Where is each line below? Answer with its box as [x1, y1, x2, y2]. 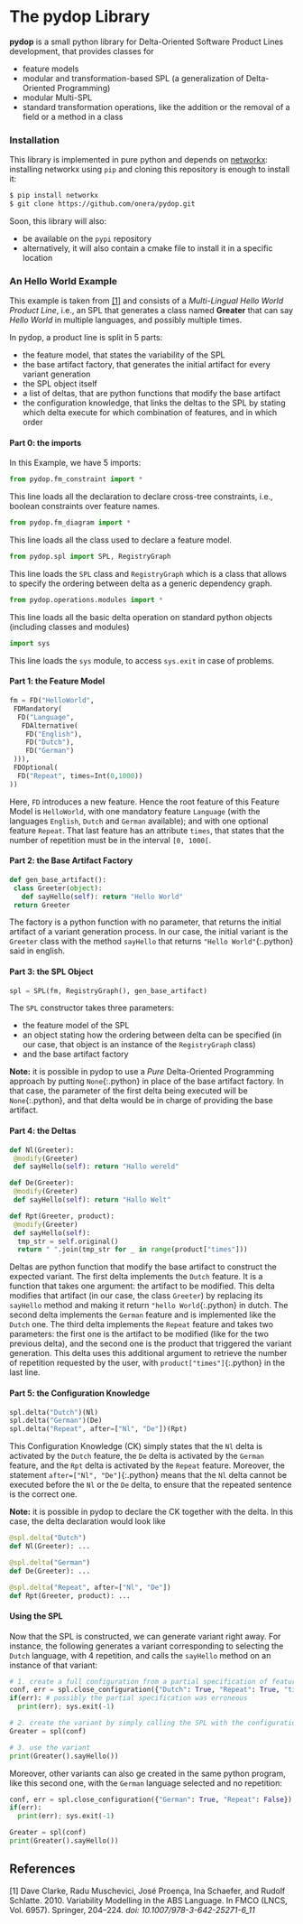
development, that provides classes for [9, 45, 155, 56]
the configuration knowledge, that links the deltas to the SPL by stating [22, 397, 286, 408]
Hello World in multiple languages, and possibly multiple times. [9, 314, 243, 326]
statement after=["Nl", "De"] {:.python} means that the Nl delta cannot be [9, 1470, 287, 1481]
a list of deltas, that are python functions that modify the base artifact [22, 388, 281, 399]
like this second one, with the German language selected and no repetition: [9, 1777, 282, 1789]
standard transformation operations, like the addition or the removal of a [22, 101, 290, 112]
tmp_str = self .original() [17, 1237, 119, 1246]
